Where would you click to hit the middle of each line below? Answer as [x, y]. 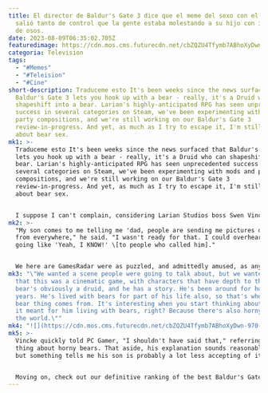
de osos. [30, 30]
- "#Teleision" [41, 75]
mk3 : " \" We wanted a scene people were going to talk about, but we [124, 274]
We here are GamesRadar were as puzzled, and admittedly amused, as [132, 267]
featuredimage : [33, 46]
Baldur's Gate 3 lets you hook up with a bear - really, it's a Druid [135, 97]
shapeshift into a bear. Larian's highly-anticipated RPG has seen [130, 105]
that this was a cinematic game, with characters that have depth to [133, 281]
